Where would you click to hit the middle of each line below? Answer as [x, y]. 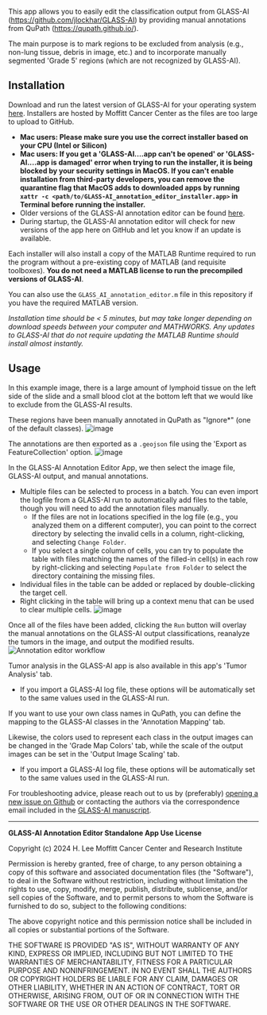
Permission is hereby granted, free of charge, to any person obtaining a [125, 863]
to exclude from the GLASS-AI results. [70, 404]
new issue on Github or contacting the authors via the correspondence [124, 801]
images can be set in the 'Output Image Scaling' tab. [94, 754]
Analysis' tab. [31, 673]
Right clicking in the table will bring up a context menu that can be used [137, 601]
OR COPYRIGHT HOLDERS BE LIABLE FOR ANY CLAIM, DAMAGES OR [123, 978]
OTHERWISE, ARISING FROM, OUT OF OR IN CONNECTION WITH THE [124, 995]
